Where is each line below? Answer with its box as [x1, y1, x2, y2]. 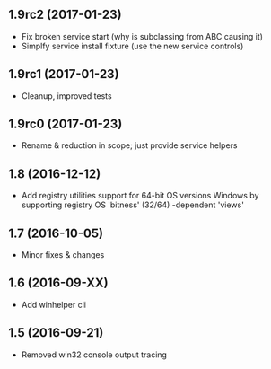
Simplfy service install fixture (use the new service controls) [21, 40, 244, 51]
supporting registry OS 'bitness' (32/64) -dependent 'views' [21, 199, 244, 210]
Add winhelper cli [21, 299, 87, 310]
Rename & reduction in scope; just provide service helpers [21, 140, 238, 151]
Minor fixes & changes [21, 250, 105, 260]
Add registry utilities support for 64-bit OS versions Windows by [21, 190, 259, 201]
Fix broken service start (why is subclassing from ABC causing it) [21, 31, 264, 41]
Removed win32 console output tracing [21, 349, 168, 360]
